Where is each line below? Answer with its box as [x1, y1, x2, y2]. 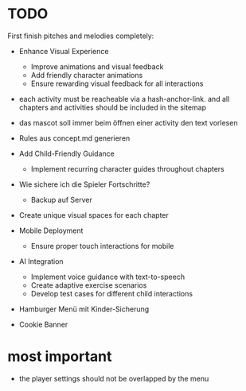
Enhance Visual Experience [18, 46, 109, 56]
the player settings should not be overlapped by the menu [18, 374, 209, 383]
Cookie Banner [18, 319, 68, 329]
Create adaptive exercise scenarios [30, 280, 147, 290]
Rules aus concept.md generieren [18, 133, 131, 143]
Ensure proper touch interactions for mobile [30, 241, 174, 250]
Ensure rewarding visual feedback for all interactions [30, 79, 204, 88]
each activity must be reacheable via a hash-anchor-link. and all [18, 94, 230, 103]
